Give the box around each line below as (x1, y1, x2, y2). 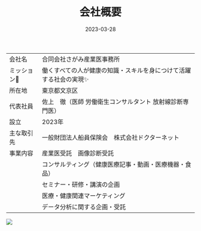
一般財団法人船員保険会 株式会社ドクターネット (41, 133, 179, 141)
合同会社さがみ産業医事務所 (41, 55, 120, 63)
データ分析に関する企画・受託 (41, 202, 126, 211)
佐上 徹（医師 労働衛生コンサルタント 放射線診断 (41, 97, 184, 106)
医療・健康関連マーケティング (41, 192, 126, 200)
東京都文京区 (41, 86, 78, 94)
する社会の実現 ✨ (41, 75, 89, 84)
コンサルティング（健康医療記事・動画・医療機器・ (41, 160, 185, 168)
